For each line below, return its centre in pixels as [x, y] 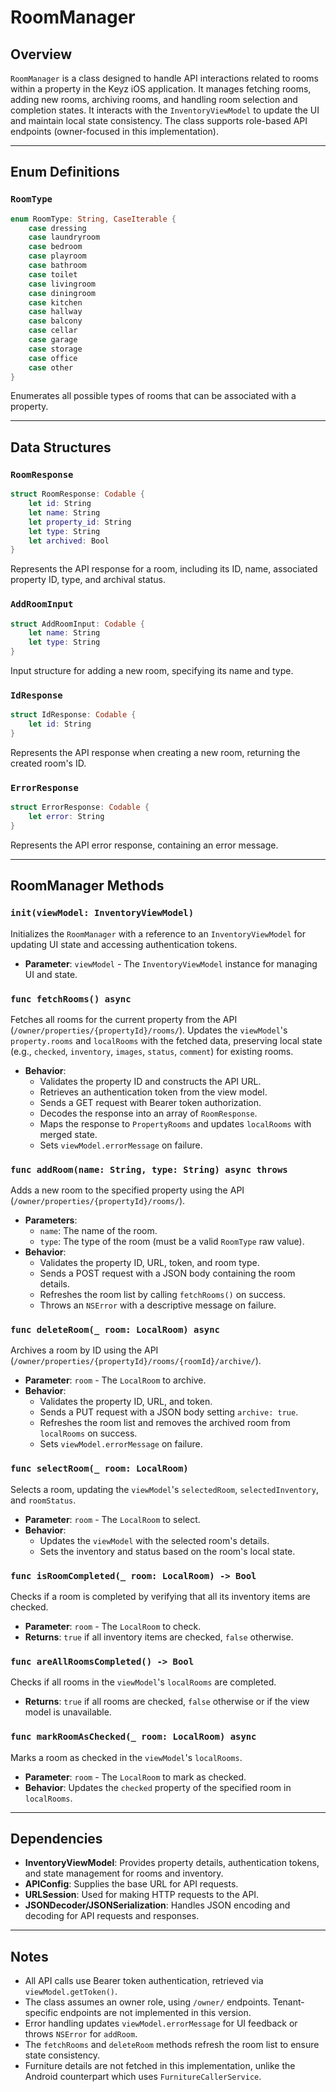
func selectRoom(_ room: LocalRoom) [99, 1469]
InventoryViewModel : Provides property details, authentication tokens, [172, 1863]
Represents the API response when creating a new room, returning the [155, 752]
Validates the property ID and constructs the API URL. [150, 1081]
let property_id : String [80, 522]
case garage [53, 340]
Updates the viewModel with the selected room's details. [154, 1540]
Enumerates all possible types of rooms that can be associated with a [153, 396]
